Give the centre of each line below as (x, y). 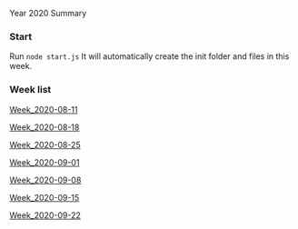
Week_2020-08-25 (45, 144)
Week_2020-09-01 (45, 162)
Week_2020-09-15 (45, 197)
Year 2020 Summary (48, 13)
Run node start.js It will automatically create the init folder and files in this (149, 56)
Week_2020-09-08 (45, 180)
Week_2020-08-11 (44, 109)
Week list (30, 90)
